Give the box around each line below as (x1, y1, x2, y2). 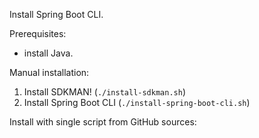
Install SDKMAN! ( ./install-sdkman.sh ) (23, 86, 187, 98)
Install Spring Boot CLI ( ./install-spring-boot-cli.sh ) (23, 97, 251, 108)
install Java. (23, 47, 74, 59)
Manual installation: (9, 67, 90, 78)
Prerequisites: (9, 28, 67, 39)
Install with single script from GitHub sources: (9, 116, 197, 128)
